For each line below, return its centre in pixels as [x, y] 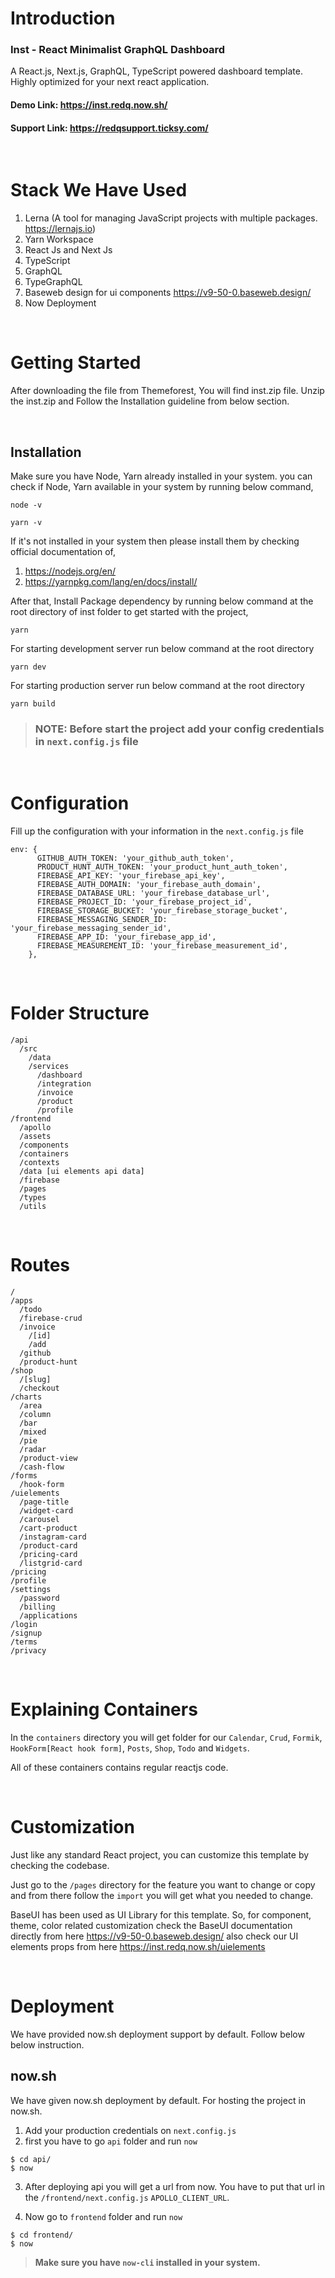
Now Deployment [60, 303]
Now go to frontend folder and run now [103, 2216]
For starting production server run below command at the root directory [157, 685]
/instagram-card [53, 1537]
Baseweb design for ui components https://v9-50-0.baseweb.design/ [168, 293]
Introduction [63, 18]
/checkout [39, 1388]
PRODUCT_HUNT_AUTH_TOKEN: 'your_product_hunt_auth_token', [162, 867]
